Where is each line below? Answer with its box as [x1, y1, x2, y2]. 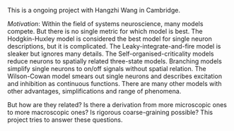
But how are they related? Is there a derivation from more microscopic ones [7, 101, 228, 108]
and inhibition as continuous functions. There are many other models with [7, 80, 222, 87]
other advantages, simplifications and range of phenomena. [7, 87, 182, 95]
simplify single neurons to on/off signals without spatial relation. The [7, 65, 206, 73]
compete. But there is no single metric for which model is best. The [7, 27, 203, 35]
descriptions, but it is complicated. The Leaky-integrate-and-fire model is [7, 42, 221, 50]
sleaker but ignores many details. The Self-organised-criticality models [7, 49, 214, 58]
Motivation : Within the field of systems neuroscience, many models [7, 20, 204, 27]
